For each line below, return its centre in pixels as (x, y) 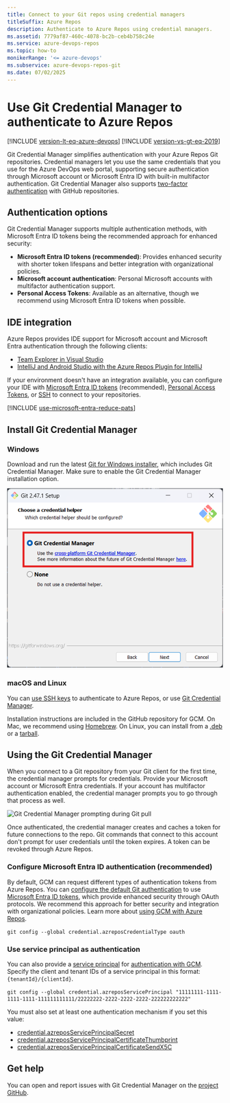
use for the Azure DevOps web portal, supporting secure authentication (108, 169)
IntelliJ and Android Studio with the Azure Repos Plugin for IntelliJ (110, 367)
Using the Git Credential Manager (80, 755)
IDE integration (39, 322)
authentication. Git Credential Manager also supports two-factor (98, 183)
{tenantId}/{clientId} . (40, 979)
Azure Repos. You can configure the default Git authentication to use (104, 889)
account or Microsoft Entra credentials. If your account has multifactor (106, 786)
